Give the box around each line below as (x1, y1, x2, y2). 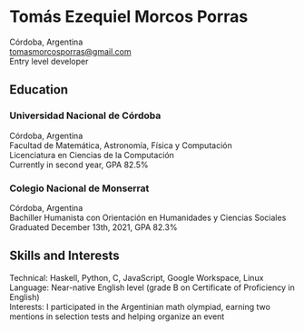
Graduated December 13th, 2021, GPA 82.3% (9, 221, 178, 233)
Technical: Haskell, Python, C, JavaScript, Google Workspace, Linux (9, 272, 264, 283)
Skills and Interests (9, 248, 120, 264)
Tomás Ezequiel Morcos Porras (9, 6, 249, 27)
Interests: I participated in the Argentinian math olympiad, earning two (9, 301, 270, 312)
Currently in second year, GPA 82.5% (9, 159, 149, 170)
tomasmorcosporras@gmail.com (9, 45, 132, 56)
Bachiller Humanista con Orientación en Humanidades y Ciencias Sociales (9, 212, 287, 223)
